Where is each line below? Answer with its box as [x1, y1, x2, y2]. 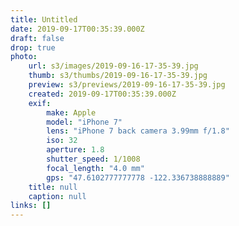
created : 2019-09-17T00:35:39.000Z [28, 89, 177, 99]
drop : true [10, 42, 56, 53]
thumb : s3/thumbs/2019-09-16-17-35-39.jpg [28, 71, 208, 81]
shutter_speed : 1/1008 [46, 154, 141, 164]
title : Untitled [10, 14, 78, 25]
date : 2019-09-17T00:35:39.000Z [10, 24, 145, 34]
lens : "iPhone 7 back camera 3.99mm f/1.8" [46, 126, 230, 136]
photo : [10, 52, 38, 62]
